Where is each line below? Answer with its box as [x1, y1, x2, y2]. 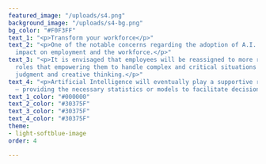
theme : [8, 122, 30, 130]
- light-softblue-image [8, 129, 87, 137]
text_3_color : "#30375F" [8, 108, 90, 116]
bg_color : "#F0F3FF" [8, 26, 77, 34]
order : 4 [8, 136, 37, 145]
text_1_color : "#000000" [8, 93, 90, 101]
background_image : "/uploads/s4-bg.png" [8, 19, 144, 27]
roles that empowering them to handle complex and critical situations [15, 63, 257, 71]
